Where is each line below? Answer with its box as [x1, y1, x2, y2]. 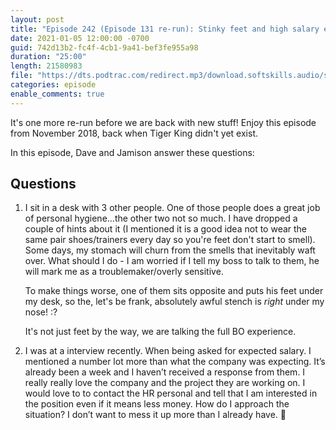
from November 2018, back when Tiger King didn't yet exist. [10, 127, 258, 139]
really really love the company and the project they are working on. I [24, 377, 306, 389]
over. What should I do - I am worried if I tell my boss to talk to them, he [24, 255, 320, 267]
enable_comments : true [10, 89, 105, 99]
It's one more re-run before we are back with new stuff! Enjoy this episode [10, 116, 317, 128]
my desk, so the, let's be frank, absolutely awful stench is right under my [24, 296, 325, 308]
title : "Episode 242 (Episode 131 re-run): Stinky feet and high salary [10, 24, 320, 34]
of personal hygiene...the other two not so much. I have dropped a [24, 212, 298, 225]
